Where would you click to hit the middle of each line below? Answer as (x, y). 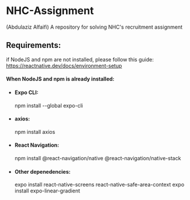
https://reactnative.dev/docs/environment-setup (64, 65)
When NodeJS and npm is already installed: (60, 79)
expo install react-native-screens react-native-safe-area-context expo (99, 185)
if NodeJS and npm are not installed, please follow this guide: (80, 59)
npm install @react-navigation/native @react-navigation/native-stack (98, 158)
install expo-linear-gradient (47, 191)
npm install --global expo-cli (49, 105)
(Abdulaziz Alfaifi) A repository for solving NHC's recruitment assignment (94, 27)
